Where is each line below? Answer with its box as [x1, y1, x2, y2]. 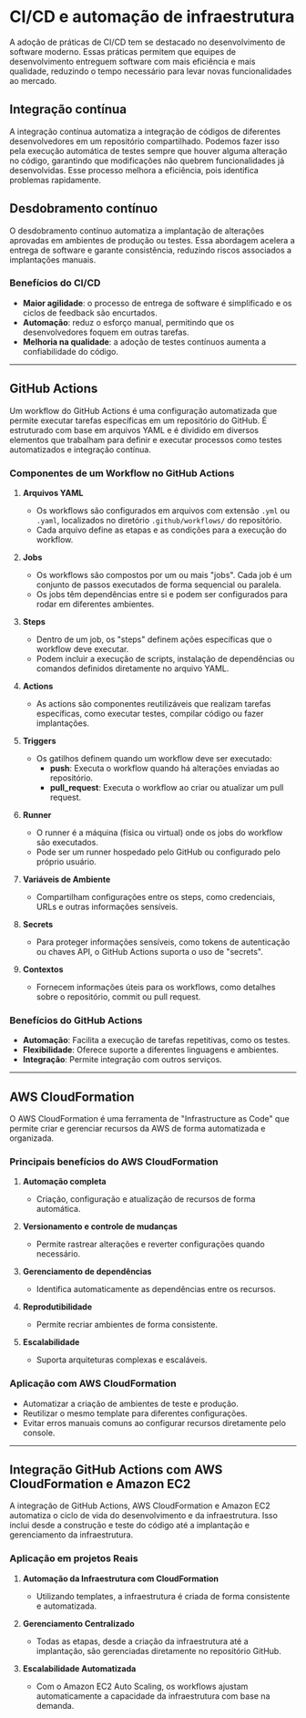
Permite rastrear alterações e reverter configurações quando [36, 1238, 266, 1250]
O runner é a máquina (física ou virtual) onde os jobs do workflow [36, 827, 283, 838]
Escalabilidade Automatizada [22, 1662, 137, 1674]
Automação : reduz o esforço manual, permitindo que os [22, 316, 235, 327]
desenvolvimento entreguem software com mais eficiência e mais [9, 56, 256, 67]
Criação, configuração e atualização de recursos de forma [36, 1194, 256, 1205]
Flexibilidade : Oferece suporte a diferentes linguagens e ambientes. [22, 1044, 280, 1055]
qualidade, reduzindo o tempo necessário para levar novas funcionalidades [9, 66, 292, 77]
